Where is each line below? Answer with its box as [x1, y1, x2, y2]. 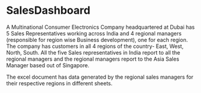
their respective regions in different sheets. [6, 79, 113, 87]
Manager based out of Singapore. [6, 61, 90, 69]
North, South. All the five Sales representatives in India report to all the [6, 49, 181, 56]
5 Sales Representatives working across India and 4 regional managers [6, 29, 182, 37]
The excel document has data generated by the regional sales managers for [6, 73, 194, 80]
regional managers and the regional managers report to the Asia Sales [6, 55, 179, 62]
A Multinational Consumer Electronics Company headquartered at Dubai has [6, 23, 195, 31]
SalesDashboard [6, 4, 91, 17]
